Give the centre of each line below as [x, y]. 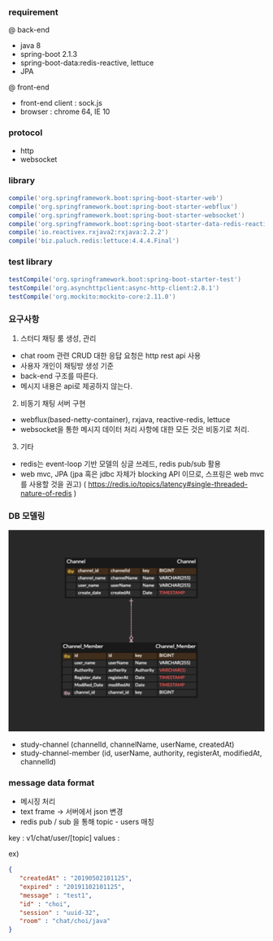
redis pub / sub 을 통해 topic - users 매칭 [87, 822]
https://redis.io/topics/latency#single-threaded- [168, 484]
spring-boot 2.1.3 [49, 54]
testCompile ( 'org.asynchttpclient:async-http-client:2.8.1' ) [114, 288]
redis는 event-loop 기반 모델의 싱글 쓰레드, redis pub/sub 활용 [120, 464]
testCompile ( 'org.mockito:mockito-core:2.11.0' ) [92, 297]
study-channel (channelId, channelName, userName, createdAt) [127, 744]
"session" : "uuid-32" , [59, 913]
